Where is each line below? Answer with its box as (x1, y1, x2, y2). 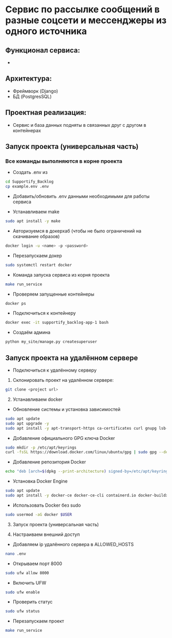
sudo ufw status (5, 609, 40, 614)
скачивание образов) (12, 233, 60, 239)
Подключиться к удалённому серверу (12, 367, 97, 373)
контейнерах (12, 127, 41, 133)
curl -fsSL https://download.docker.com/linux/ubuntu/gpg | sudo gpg (5, 450, 157, 455)
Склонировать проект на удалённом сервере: (12, 377, 114, 383)
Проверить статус (12, 599, 53, 605)
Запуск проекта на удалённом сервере (5, 353, 138, 362)
